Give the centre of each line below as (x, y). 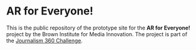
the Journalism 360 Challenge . (45, 40)
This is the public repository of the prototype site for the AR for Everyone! (98, 28)
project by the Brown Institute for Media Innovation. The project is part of (97, 34)
